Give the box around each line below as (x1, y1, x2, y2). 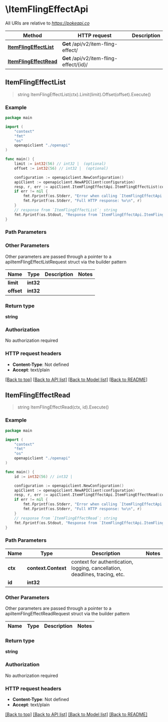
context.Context (26, 564, 66, 571)
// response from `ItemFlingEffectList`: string (14, 207, 117, 212)
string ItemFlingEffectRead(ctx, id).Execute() (17, 404, 109, 410)
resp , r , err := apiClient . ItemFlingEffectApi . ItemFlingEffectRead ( (14, 492, 160, 498)
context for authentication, (71, 558, 133, 565)
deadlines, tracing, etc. (71, 571, 125, 578)
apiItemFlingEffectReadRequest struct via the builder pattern (5, 610, 130, 616)
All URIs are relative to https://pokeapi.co (5, 20, 90, 26)
